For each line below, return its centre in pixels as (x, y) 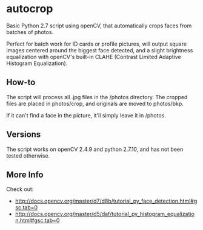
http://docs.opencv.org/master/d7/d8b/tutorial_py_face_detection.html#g (106, 201)
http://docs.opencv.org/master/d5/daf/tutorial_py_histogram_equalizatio (105, 214)
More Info (25, 174)
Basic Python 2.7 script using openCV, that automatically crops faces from (99, 26)
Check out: (20, 189)
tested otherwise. (28, 155)
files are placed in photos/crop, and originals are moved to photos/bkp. (95, 103)
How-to (21, 82)
